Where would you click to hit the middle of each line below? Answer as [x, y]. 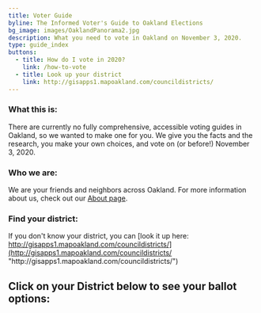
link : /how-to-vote [55, 67]
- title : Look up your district [69, 74]
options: [29, 298]
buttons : [23, 52]
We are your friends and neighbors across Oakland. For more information [127, 190]
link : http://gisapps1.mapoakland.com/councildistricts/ [118, 82]
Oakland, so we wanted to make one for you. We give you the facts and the [130, 135]
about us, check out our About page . [68, 198]
